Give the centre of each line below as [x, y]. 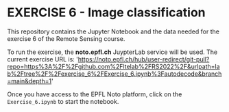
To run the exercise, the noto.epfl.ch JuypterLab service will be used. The [112, 52]
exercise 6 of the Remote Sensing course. [66, 38]
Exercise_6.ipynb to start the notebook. [63, 101]
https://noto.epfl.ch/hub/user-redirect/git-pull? [144, 59]
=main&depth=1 [29, 81]
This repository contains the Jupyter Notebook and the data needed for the [113, 31]
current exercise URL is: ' [43, 59]
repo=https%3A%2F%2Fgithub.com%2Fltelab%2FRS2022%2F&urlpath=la [114, 66]
